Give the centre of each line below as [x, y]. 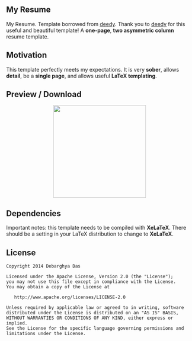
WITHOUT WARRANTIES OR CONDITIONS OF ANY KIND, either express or [90, 318]
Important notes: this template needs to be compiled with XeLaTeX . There [96, 228]
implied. [17, 323]
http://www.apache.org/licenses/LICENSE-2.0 [70, 297]
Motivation [27, 55]
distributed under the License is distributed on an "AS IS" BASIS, [92, 313]
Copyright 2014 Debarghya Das [44, 266]
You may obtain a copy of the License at [58, 287]
